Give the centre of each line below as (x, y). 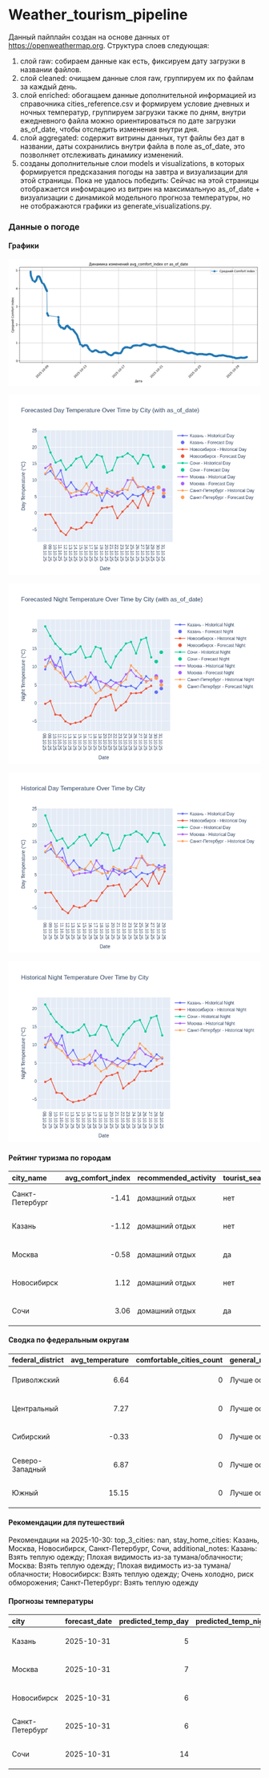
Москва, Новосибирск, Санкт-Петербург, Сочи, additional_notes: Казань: (133, 1549)
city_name (29, 1178)
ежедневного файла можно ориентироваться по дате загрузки (128, 120)
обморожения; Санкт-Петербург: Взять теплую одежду (103, 1583)
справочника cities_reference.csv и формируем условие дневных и (134, 104)
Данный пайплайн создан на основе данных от (89, 37)
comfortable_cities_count (179, 1360)
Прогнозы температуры (51, 1601)
